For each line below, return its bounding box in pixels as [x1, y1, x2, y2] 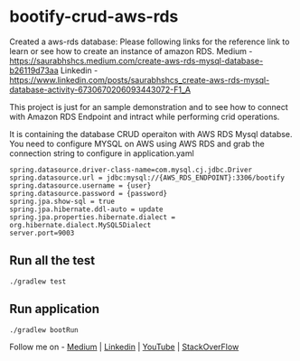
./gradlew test [9, 277, 67, 286]
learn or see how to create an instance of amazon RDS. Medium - [9, 45, 253, 56]
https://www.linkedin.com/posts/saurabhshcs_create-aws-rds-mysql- [9, 74, 270, 85]
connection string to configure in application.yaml [9, 147, 194, 159]
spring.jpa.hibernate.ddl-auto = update [9, 205, 164, 214]
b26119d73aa [9, 65, 59, 76]
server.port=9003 [9, 228, 75, 237]
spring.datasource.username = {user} [9, 180, 152, 190]
